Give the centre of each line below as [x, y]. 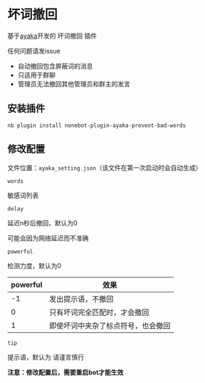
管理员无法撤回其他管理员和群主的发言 [74, 83]
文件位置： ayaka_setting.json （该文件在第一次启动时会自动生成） [105, 168]
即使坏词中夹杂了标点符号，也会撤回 [110, 325]
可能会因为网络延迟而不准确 [48, 238]
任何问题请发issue [34, 51]
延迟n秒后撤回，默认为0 [43, 223]
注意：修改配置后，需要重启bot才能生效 [65, 372]
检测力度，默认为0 [35, 265]
